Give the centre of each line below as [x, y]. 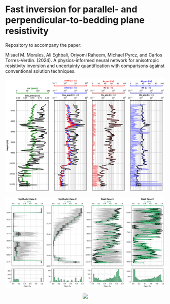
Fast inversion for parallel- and [71, 9]
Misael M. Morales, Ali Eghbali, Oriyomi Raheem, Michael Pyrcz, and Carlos [84, 55]
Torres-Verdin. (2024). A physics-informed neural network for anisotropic [82, 60]
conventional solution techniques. [41, 71]
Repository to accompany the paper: [44, 45]
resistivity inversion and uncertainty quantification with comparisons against [85, 66]
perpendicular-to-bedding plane [75, 20]
